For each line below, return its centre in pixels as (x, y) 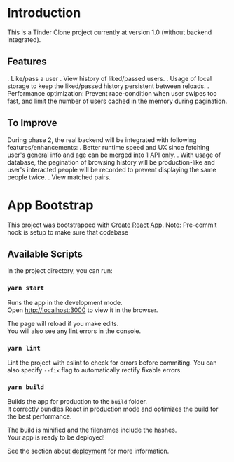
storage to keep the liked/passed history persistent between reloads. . (108, 86)
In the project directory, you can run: (60, 271)
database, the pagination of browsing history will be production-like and (111, 162)
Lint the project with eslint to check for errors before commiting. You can (112, 363)
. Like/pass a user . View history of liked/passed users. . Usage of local (110, 78)
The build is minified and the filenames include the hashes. (92, 430)
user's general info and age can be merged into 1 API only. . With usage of (114, 155)
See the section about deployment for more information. (88, 451)
